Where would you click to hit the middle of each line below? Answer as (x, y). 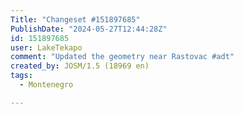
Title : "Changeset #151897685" (75, 19)
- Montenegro (46, 85)
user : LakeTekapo (46, 47)
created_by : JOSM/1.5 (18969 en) (80, 66)
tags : (21, 76)
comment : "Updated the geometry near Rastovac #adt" (122, 57)
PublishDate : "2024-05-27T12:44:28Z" (89, 29)
